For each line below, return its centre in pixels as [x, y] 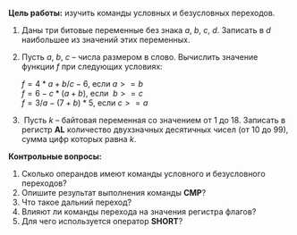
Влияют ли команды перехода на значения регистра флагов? [139, 212]
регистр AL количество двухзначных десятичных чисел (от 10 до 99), [155, 130]
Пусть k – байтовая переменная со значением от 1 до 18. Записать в [155, 120]
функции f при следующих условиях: [92, 67]
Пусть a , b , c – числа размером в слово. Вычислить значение [140, 57]
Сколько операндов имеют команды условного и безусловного [143, 174]
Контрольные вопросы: [55, 156]
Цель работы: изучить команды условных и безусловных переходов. [142, 13]
